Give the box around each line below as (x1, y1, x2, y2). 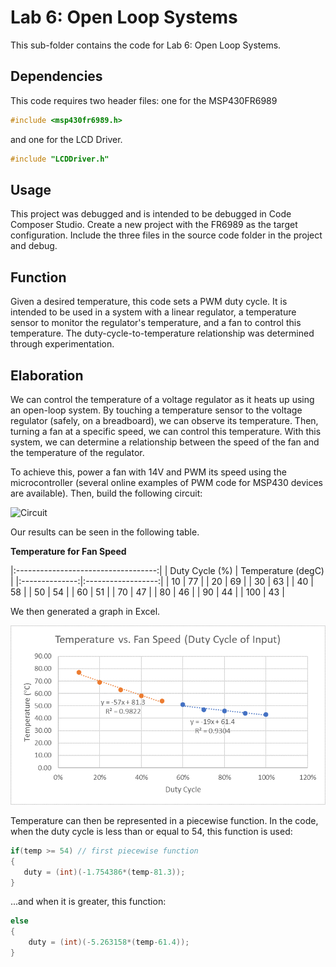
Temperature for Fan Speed (10, 545, 127, 557)
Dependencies (10, 68, 103, 85)
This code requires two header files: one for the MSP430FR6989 (10, 94, 278, 106)
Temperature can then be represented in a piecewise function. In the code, (10, 814, 319, 826)
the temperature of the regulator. (10, 446, 145, 458)
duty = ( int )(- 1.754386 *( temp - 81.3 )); (23, 867, 186, 877)
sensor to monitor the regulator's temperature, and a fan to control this (10, 317, 302, 329)
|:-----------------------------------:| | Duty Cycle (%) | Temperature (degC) (10, 564, 325, 576)
